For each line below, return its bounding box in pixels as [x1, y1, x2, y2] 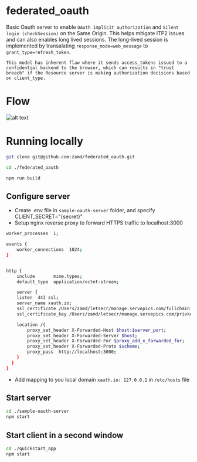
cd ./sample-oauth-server [6, 409, 69, 415]
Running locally [6, 135, 84, 148]
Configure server [6, 191, 70, 201]
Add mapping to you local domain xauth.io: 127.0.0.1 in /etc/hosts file [14, 376, 190, 383]
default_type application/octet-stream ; [16, 278, 119, 285]
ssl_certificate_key [16, 311, 67, 317]
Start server [6, 393, 51, 403]
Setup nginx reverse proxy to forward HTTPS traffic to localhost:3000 [14, 219, 184, 226]
